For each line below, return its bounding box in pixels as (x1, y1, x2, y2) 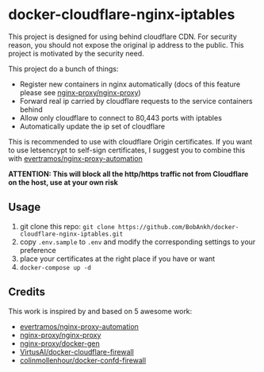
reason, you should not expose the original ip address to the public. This (8, 40, 244, 49)
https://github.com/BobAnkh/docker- (117, 223, 239, 231)
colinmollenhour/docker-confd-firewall (19, 355, 147, 365)
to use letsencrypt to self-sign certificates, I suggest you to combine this (8, 145, 246, 155)
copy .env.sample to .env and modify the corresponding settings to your (19, 236, 256, 247)
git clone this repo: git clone (19, 221, 115, 231)
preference (19, 245, 57, 255)
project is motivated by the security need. (8, 48, 144, 58)
